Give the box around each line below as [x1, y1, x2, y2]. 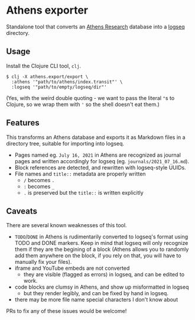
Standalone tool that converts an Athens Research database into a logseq [6, 23, 185, 30]
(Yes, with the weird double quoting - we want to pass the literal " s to [6, 94, 175, 101]
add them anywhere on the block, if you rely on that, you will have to [14, 252, 181, 259]
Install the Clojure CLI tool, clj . [6, 62, 82, 69]
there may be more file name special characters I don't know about [14, 296, 178, 303]
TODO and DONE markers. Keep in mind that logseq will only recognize [14, 240, 188, 247]
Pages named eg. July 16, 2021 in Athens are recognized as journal [14, 151, 181, 159]
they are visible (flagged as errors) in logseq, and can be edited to [23, 271, 185, 278]
